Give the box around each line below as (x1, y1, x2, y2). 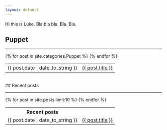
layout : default (5, 7, 39, 12)
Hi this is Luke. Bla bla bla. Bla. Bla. (5, 21, 77, 27)
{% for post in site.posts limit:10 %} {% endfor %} (5, 97, 107, 103)
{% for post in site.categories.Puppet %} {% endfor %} (5, 53, 118, 59)
